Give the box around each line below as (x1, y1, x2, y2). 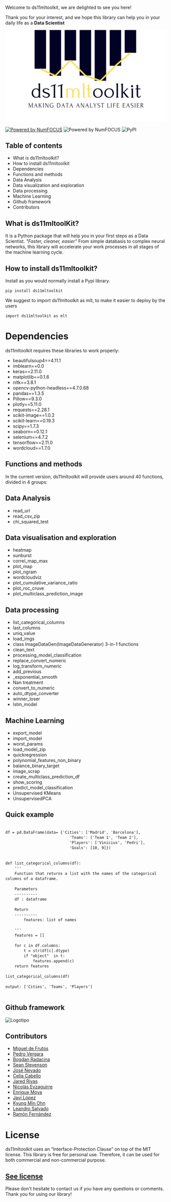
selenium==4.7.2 (12, 434, 48, 440)
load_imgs (12, 635, 35, 642)
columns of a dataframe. (5, 876, 58, 881)
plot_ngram (12, 569, 37, 575)
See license (5, 1172, 44, 1180)
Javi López (12, 1094, 36, 1101)
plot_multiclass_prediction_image (12, 591, 83, 597)
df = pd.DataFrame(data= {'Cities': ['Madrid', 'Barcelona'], (5, 829, 141, 835)
